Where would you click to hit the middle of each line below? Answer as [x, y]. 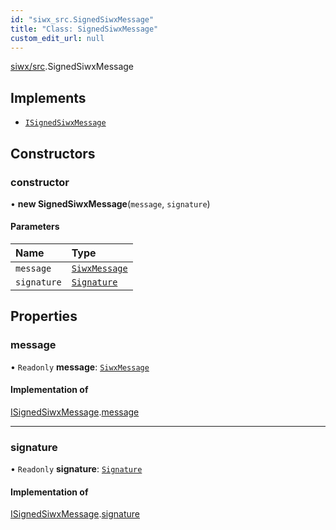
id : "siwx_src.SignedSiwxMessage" [82, 19]
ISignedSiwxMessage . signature [75, 514]
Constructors [53, 153]
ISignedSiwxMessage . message [75, 412]
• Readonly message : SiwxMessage [80, 367]
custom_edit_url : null [57, 38]
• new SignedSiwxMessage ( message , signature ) [110, 203]
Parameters [35, 227]
